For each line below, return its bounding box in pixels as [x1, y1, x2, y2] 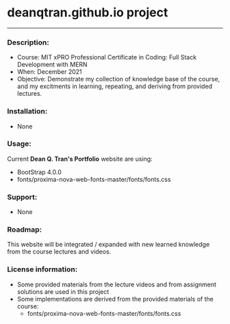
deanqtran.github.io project [7, 5, 168, 21]
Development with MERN [16, 60, 88, 69]
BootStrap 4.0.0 [16, 167, 62, 176]
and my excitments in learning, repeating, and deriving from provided [16, 82, 213, 90]
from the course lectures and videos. [7, 247, 112, 256]
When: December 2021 [16, 68, 82, 76]
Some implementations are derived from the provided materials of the [16, 295, 214, 303]
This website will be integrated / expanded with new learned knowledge [7, 241, 210, 249]
